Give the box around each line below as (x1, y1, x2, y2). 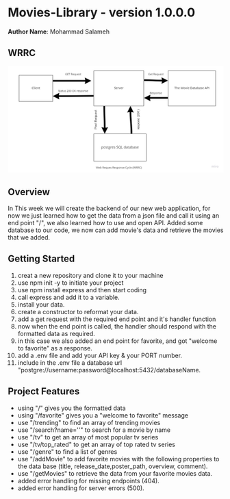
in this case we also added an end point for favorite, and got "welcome (17, 337, 218, 345)
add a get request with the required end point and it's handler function (17, 315, 216, 323)
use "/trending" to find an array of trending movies (17, 418, 161, 426)
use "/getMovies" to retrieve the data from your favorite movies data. (17, 469, 213, 477)
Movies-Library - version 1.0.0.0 (8, 5, 196, 21)
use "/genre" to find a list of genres (17, 447, 118, 456)
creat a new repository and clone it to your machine (17, 271, 164, 279)
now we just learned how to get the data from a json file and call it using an (8, 212, 220, 220)
